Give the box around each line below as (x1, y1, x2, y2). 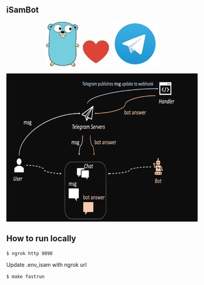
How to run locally (6, 233, 76, 244)
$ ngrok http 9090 (6, 250, 53, 256)
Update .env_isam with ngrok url (6, 261, 87, 268)
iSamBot (6, 5, 39, 15)
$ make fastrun (6, 273, 45, 280)
